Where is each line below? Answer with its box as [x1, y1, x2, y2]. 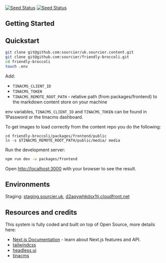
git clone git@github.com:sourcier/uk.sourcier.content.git [5, 50, 134, 55]
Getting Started [5, 19, 55, 28]
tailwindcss [12, 242, 36, 248]
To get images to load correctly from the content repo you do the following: [5, 123, 161, 129]
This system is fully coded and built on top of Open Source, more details [5, 222, 155, 228]
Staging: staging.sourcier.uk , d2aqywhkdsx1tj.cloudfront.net [5, 193, 130, 200]
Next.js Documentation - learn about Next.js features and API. [12, 237, 141, 243]
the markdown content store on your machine [12, 99, 107, 105]
